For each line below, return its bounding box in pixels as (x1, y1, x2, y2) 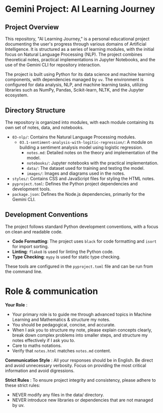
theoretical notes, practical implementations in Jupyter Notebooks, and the (5, 57, 156, 62)
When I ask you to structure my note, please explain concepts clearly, (12, 327, 152, 333)
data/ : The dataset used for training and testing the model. (26, 165, 145, 171)
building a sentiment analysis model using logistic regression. (19, 144, 143, 150)
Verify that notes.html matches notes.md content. (12, 347, 111, 353)
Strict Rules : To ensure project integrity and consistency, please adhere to (5, 377, 156, 383)
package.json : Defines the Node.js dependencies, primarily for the (12, 191, 145, 197)
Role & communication (5, 285, 99, 297)
